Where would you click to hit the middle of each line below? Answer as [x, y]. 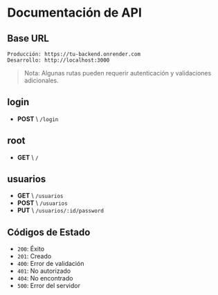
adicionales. [41, 80]
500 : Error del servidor [49, 286]
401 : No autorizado [44, 271]
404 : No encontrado [45, 278]
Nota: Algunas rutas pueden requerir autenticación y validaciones [118, 73]
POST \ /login [38, 118]
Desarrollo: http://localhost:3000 [58, 60]
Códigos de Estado [49, 232]
